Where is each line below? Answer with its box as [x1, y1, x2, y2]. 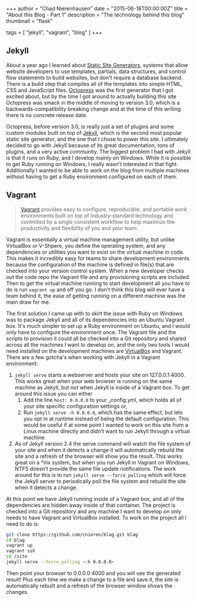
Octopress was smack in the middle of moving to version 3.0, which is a [6, 99, 181, 106]
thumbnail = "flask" [6, 18, 53, 24]
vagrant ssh [6, 548, 35, 554]
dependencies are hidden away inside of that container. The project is [6, 502, 176, 509]
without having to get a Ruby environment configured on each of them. [6, 173, 178, 180]
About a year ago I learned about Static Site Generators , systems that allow [6, 61, 188, 68]
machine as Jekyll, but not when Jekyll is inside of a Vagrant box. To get [14, 384, 190, 391]
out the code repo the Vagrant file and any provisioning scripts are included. [6, 273, 191, 280]
